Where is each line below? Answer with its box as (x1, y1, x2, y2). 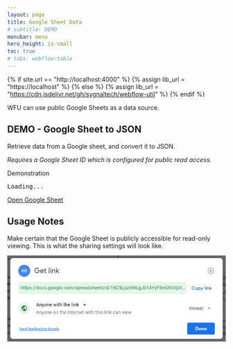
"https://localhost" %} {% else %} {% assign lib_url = (7, 82, 159, 90)
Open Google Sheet (7, 195, 64, 204)
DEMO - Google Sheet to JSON (7, 124, 142, 136)
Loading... (7, 182, 44, 190)
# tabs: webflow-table (7, 56, 73, 63)
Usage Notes (7, 216, 64, 227)
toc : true (7, 48, 36, 55)
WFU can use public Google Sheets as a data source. (7, 103, 159, 111)
